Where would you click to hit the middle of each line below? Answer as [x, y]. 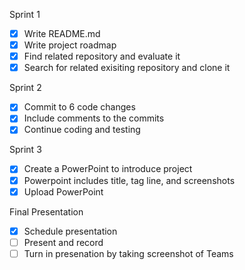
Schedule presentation [70, 231]
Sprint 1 [25, 14]
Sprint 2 [25, 88]
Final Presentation [46, 211]
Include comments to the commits [94, 118]
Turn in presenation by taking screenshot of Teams [128, 253]
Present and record [63, 242]
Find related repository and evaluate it [102, 56]
